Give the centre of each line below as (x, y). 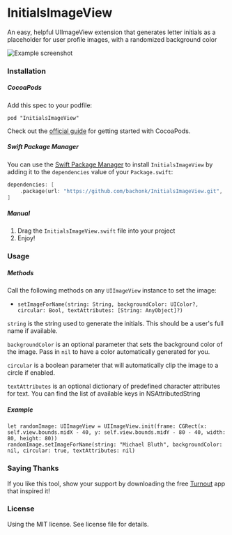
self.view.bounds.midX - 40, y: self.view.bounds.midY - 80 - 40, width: (117, 433)
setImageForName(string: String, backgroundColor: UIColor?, (108, 304)
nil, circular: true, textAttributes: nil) (71, 451)
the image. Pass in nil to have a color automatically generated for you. (109, 352)
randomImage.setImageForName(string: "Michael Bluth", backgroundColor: (115, 445)
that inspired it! (29, 491)
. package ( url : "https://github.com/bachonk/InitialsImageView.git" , (121, 191)
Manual (18, 213)
